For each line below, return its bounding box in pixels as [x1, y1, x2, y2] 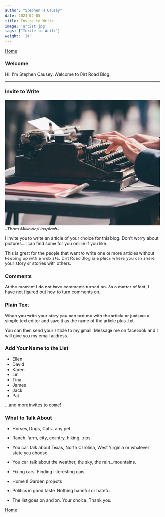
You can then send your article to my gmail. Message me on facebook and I [5, 327, 158, 333]
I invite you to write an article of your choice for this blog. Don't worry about [5, 235, 159, 241]
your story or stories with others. [5, 260, 71, 266]
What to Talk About [5, 414, 53, 421]
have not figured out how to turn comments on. [5, 289, 101, 295]
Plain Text [5, 301, 29, 308]
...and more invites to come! [5, 402, 61, 408]
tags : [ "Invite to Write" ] [5, 29, 60, 34]
